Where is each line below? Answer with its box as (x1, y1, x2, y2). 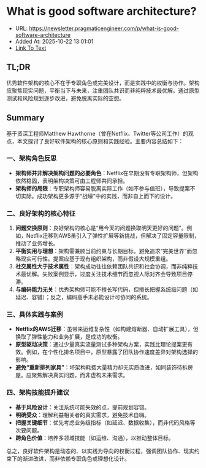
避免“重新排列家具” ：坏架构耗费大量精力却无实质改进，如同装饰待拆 (15, 364, 188, 371)
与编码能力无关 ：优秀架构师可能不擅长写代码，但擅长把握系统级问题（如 (15, 286, 198, 293)
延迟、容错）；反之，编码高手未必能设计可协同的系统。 (15, 294, 153, 301)
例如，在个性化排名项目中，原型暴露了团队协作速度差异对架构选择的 (26, 348, 198, 356)
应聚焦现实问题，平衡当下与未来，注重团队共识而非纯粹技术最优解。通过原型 (6, 87, 200, 94)
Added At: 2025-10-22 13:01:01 (15, 37, 94, 45)
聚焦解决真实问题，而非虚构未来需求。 (31, 372, 129, 379)
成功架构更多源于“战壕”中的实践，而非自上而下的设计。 (36, 192, 177, 200)
